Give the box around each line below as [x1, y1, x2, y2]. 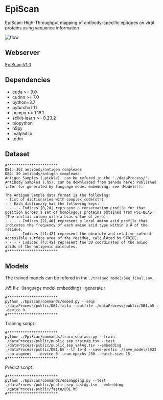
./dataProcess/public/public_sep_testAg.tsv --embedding [5, 382, 124, 388]
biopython [12, 120, 33, 126]
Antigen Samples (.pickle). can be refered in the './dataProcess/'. [5, 175, 150, 181]
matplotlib [12, 130, 33, 136]
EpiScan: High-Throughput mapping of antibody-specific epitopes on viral [5, 20, 154, 25]
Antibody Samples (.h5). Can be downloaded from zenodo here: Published [5, 180, 157, 185]
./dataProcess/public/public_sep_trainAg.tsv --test [5, 339, 115, 344]
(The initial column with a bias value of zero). [5, 214, 109, 219]
